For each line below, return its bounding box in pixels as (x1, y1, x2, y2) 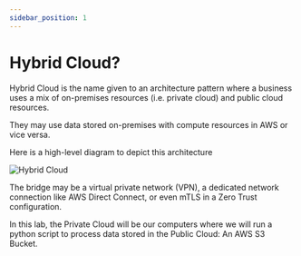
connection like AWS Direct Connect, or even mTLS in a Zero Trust (9, 192, 257, 202)
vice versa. (9, 129, 51, 140)
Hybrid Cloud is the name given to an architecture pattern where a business (9, 83, 293, 94)
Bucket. (9, 238, 38, 249)
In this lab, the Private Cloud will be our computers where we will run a (9, 219, 273, 230)
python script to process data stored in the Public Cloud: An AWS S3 (9, 228, 266, 239)
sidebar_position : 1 (9, 13, 88, 23)
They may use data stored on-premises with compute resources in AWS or (9, 119, 288, 130)
